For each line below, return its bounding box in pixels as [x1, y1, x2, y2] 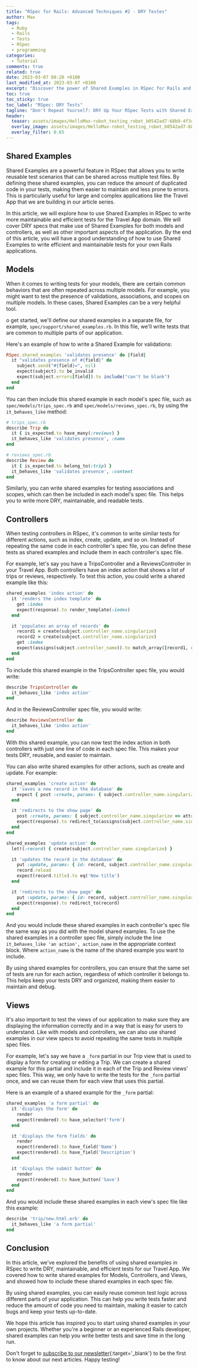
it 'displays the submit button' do [11, 1165, 101, 1171]
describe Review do [6, 457, 54, 463]
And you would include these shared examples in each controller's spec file [6, 922, 190, 929]
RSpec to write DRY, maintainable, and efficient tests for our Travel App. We [6, 1265, 190, 1272]
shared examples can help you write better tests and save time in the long [6, 1332, 186, 1339]
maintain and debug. [6, 983, 56, 990]
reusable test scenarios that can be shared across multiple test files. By [6, 173, 180, 180]
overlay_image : [11, 124, 49, 130]
